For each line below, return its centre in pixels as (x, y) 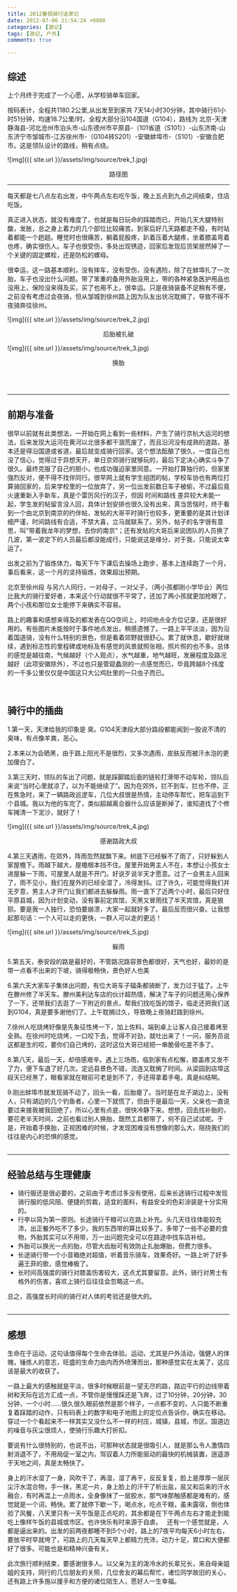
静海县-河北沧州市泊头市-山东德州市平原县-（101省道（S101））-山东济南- (114, 127)
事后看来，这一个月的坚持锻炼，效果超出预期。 (75, 572)
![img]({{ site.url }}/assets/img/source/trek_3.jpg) (78, 348)
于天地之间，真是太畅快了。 (48, 1463)
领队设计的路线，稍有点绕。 (72, 145)
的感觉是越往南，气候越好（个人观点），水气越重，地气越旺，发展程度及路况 (117, 655)
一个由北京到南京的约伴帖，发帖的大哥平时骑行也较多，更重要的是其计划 (118, 512)
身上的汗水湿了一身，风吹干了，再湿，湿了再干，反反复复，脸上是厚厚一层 (115, 1478)
